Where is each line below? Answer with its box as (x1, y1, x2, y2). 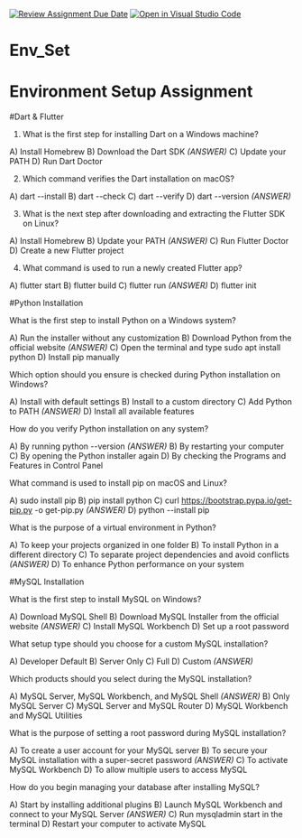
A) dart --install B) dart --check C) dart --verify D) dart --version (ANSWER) (9, 191, 291, 202)
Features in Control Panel (9, 461, 104, 471)
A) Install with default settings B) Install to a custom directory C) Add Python (9, 396, 293, 407)
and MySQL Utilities (9, 710, 83, 722)
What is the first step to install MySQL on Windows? (9, 594, 202, 605)
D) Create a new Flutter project (9, 245, 124, 256)
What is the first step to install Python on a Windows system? (9, 315, 236, 326)
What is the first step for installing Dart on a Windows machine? (22, 129, 259, 140)
